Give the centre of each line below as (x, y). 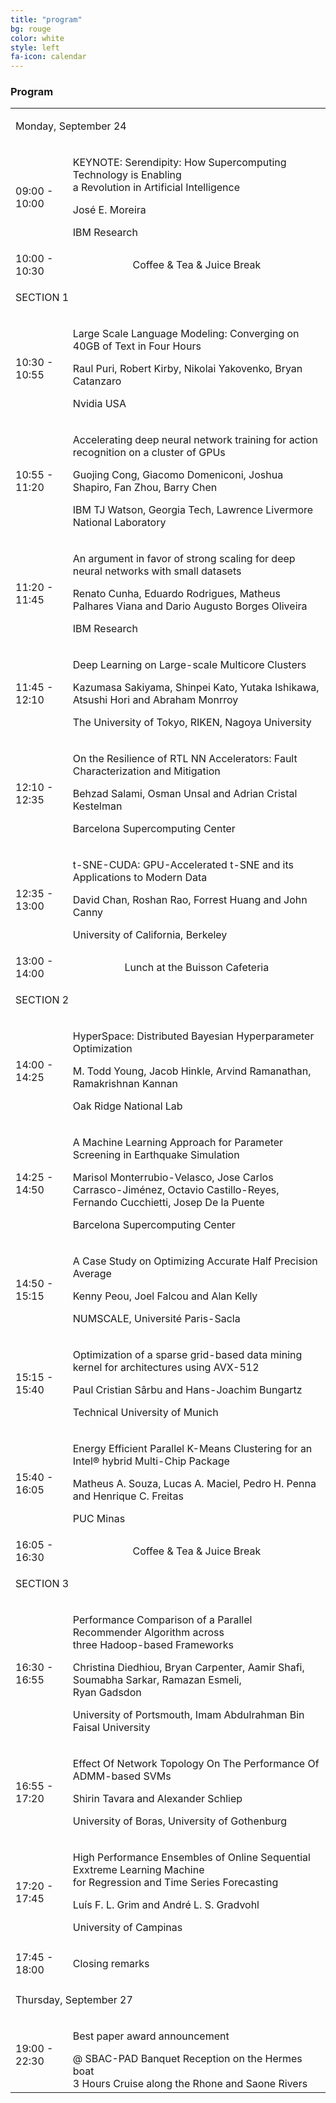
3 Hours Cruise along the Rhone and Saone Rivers (190, 2084)
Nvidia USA (99, 404)
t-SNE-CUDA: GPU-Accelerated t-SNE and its (183, 865)
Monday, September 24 (71, 126)
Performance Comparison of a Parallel (162, 1620)
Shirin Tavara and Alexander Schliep (157, 1799)
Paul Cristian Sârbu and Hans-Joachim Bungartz (187, 1390)
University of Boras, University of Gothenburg (180, 1821)
